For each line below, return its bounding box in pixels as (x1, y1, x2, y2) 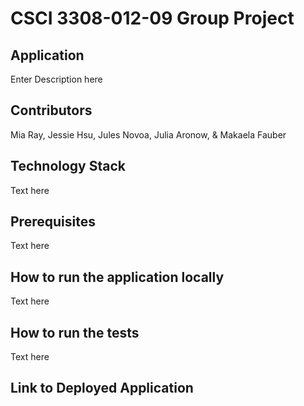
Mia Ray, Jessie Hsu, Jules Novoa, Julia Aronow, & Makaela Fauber (10, 128, 287, 141)
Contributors (10, 102, 93, 119)
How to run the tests (10, 324, 140, 341)
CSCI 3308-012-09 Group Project (10, 7, 295, 30)
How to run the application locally (10, 268, 225, 286)
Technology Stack (10, 158, 126, 175)
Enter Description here (10, 73, 103, 85)
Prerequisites (10, 213, 96, 231)
